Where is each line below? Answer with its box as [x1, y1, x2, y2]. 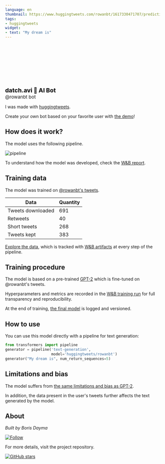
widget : [5, 26, 21, 31]
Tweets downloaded [7, 207, 55, 214]
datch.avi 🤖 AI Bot [5, 87, 56, 94]
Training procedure [5, 263, 65, 272]
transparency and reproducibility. [5, 296, 72, 302]
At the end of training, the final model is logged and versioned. [5, 306, 132, 311]
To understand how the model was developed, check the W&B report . [5, 159, 146, 165]
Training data [5, 174, 47, 183]
